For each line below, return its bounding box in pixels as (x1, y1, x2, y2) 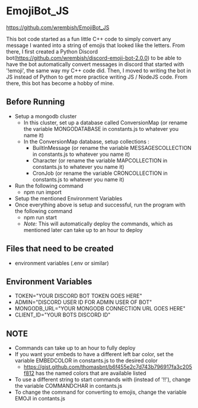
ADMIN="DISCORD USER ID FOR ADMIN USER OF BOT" (14, 299, 152, 306)
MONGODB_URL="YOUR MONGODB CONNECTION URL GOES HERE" (14, 305, 186, 312)
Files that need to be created (6, 244, 114, 254)
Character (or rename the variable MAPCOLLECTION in (32, 156, 168, 164)
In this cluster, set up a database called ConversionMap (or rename (23, 119, 188, 126)
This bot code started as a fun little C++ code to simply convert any (6, 35, 171, 42)
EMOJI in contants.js (14, 395, 65, 402)
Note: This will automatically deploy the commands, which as (23, 220, 173, 227)
